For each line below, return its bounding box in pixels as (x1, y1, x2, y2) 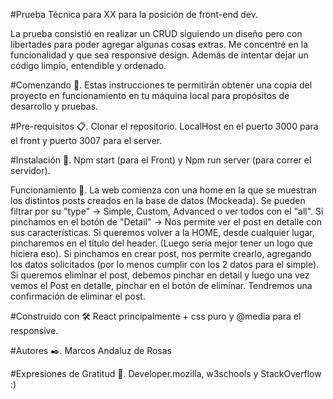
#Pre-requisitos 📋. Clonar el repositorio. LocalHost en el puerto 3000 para (10, 120, 319, 132)
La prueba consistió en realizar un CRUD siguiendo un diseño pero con (10, 28, 303, 39)
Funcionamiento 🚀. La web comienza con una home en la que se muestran (10, 184, 317, 196)
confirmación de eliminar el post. (10, 290, 146, 302)
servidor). (10, 165, 51, 176)
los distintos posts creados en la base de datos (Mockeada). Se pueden (10, 195, 306, 206)
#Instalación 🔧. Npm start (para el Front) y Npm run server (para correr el (10, 154, 312, 166)
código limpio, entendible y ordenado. (10, 60, 167, 71)
